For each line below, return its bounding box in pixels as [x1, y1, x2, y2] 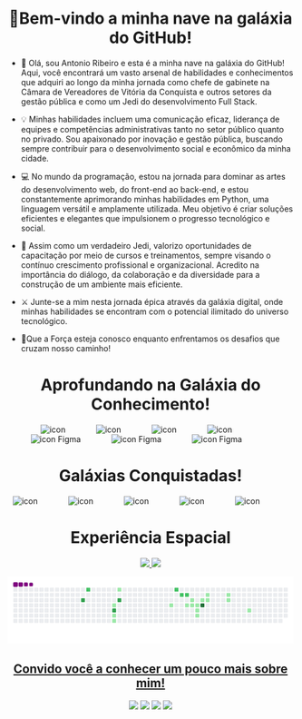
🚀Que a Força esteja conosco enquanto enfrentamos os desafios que [20, 333, 280, 344]
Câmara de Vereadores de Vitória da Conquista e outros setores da [20, 86, 272, 97]
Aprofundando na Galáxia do [40, 375, 261, 396]
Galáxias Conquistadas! [58, 466, 243, 487]
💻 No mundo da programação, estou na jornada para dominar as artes [20, 171, 286, 182]
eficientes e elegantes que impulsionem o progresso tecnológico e [20, 212, 270, 223]
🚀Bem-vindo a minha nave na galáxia [8, 8, 293, 29]
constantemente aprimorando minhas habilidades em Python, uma [20, 193, 269, 204]
